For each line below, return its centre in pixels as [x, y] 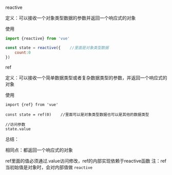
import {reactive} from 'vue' [38, 38]
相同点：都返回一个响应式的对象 [39, 150]
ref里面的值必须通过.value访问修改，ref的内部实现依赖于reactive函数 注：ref [86, 161]
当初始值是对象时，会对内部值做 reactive [49, 167]
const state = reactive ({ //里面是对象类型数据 [57, 48]
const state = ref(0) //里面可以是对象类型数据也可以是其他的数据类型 [77, 115]
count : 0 [23, 52]
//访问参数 [15, 124]
